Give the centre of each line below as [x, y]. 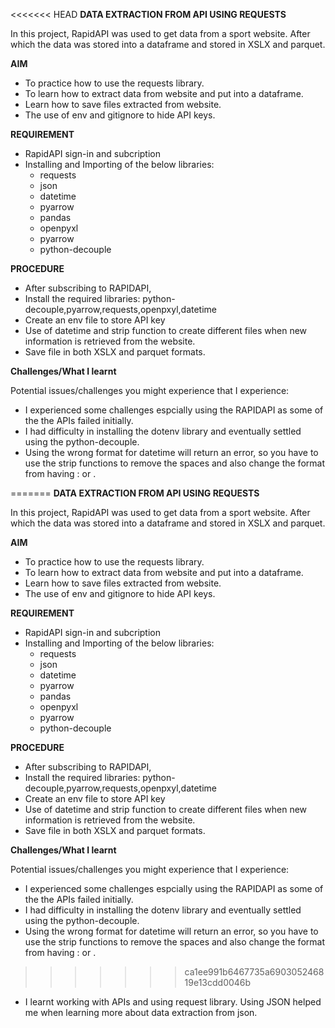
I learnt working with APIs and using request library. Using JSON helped [173, 1002]
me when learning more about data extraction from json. [141, 1012]
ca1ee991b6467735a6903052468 [254, 972]
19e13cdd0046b [218, 982]
